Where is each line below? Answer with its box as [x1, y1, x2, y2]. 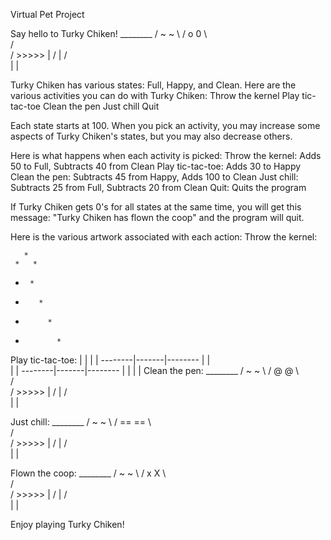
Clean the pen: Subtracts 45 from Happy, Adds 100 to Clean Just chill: [10, 171, 299, 183]
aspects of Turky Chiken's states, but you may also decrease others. [10, 130, 293, 142]
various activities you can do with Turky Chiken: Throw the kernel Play [10, 90, 300, 101]
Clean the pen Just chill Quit [42, 100, 160, 112]
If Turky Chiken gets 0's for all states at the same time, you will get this [10, 201, 302, 213]
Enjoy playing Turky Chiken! [10, 519, 125, 530]
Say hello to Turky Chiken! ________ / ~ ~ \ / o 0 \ [10, 28, 208, 39]
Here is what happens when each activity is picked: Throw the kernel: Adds [10, 150, 322, 161]
